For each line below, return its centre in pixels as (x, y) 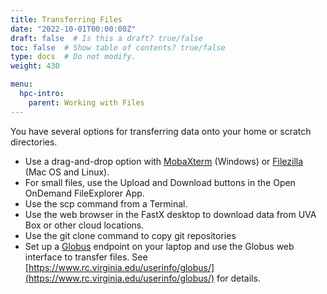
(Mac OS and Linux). (67, 172)
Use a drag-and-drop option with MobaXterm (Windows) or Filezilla (164, 161)
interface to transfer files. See (86, 257)
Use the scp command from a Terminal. (106, 203)
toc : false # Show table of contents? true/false (118, 47)
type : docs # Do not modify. (73, 57)
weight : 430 (35, 66)
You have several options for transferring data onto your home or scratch (161, 131)
